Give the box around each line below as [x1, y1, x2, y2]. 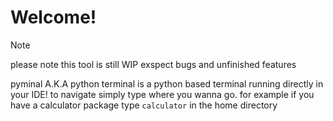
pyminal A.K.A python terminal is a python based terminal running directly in [10, 77, 324, 90]
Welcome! [10, 6, 97, 29]
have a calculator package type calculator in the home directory [10, 99, 278, 111]
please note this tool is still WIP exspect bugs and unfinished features [10, 58, 297, 70]
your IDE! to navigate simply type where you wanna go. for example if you [10, 88, 315, 100]
